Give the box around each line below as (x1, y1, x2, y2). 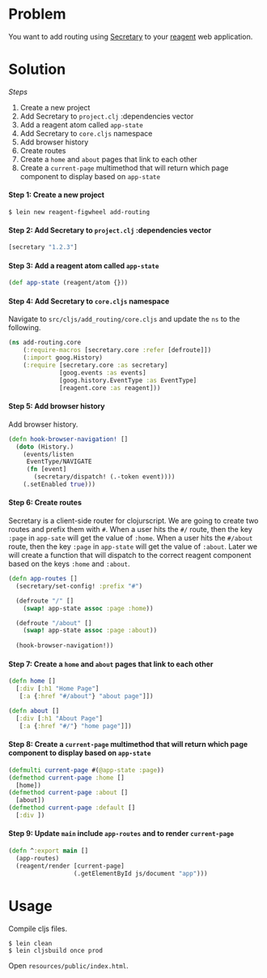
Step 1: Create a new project (8, 190, 105, 199)
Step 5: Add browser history (8, 401, 105, 411)
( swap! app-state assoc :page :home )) (23, 604, 154, 612)
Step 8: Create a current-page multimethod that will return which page (8, 740, 248, 749)
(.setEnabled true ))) (23, 480, 95, 489)
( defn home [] (8, 677, 57, 685)
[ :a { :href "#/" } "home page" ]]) (19, 722, 132, 730)
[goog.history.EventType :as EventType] (59, 376, 197, 384)
